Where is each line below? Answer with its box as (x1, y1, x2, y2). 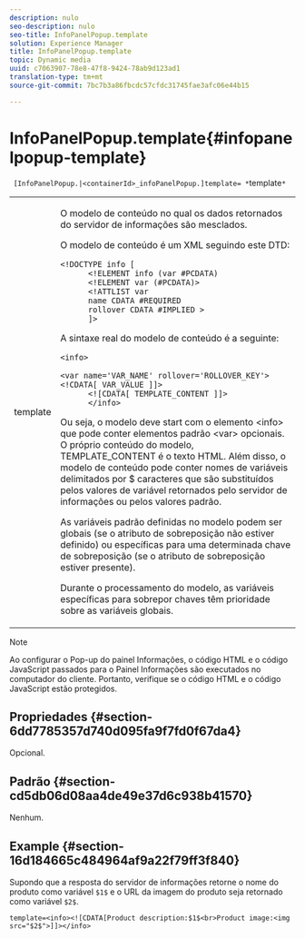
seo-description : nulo (9, 22, 95, 31)
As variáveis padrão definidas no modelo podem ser (60, 515, 283, 528)
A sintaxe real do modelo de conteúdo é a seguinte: (60, 331, 280, 344)
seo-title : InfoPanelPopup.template (9, 30, 148, 39)
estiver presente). (60, 560, 136, 573)
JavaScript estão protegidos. (9, 683, 118, 694)
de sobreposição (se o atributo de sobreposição (60, 549, 266, 562)
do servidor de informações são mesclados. (60, 218, 248, 231)
